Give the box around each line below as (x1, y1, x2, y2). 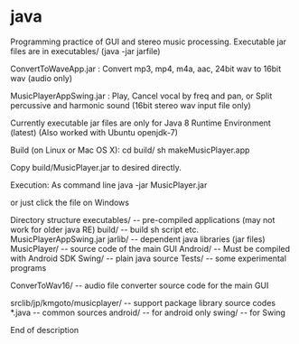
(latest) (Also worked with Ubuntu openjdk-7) (10, 126, 179, 137)
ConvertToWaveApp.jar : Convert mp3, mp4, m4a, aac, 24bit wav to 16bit (10, 63, 282, 74)
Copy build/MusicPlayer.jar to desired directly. (10, 162, 182, 172)
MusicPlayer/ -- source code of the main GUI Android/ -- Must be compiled (10, 243, 291, 254)
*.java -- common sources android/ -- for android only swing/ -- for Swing (10, 307, 285, 318)
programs (10, 262, 47, 273)
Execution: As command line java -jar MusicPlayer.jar (10, 179, 208, 191)
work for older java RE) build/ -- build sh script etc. (10, 224, 200, 235)
